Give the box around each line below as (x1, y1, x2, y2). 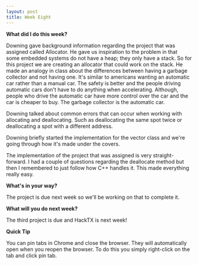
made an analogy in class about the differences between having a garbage (6, 67, 187, 74)
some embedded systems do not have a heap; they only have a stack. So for (6, 54, 192, 62)
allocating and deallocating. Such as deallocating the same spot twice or (6, 116, 183, 123)
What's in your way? (6, 182, 58, 189)
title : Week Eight (6, 14, 51, 20)
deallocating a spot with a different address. (6, 122, 113, 130)
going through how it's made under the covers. (6, 140, 120, 147)
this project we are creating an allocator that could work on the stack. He (6, 60, 183, 68)
